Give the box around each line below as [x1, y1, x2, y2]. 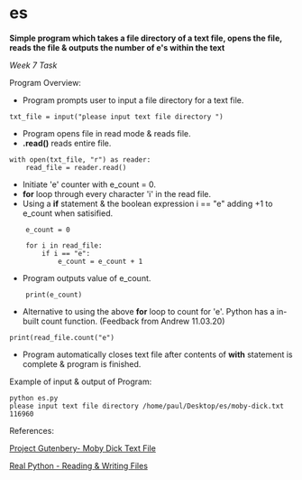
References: [9, 425, 54, 436]
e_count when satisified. [22, 207, 114, 219]
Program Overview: [9, 77, 81, 88]
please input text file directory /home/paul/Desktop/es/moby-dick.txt [9, 401, 284, 410]
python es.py [9, 393, 59, 402]
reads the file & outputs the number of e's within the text [9, 42, 225, 52]
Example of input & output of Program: [9, 376, 152, 387]
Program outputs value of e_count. [22, 272, 151, 283]
